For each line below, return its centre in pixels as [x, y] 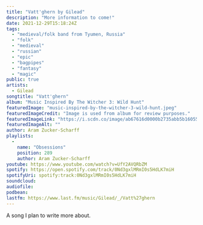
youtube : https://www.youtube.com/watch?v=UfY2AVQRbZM [77, 164]
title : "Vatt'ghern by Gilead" [46, 12]
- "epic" [23, 57]
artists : [17, 86]
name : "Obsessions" [42, 147]
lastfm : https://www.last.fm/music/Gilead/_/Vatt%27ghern [81, 198]
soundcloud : [21, 181]
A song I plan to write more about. [48, 215]
